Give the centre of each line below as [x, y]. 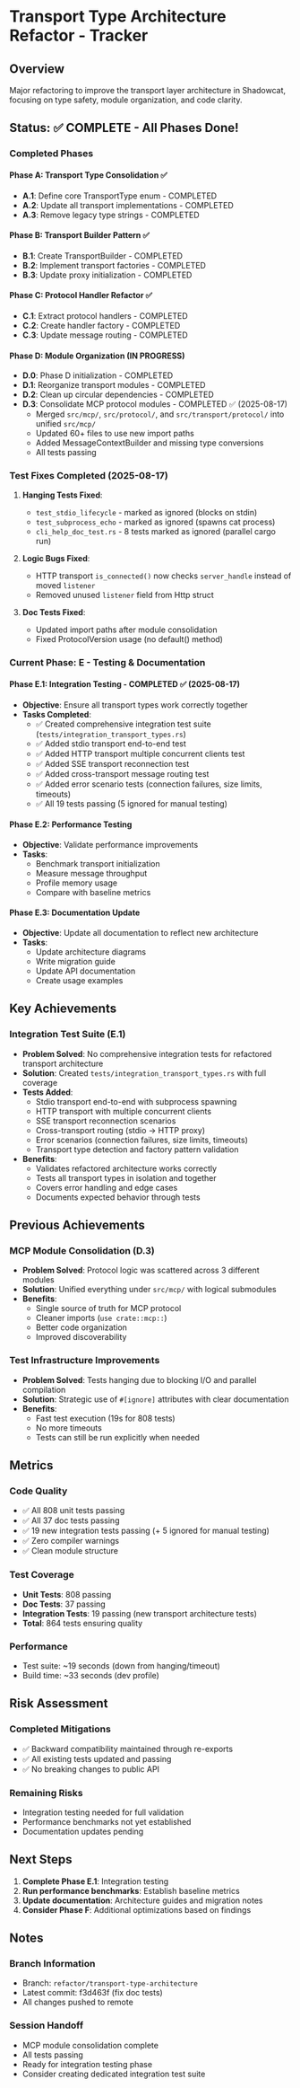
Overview [37, 69]
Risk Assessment [59, 1704]
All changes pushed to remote [78, 2002]
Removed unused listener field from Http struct [125, 595]
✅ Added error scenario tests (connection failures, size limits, [149, 784]
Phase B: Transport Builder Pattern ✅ [79, 235]
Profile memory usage [77, 883]
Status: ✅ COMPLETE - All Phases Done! [124, 128]
